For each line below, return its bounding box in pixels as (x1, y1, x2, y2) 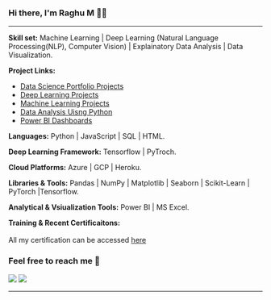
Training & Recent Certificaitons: (8, 218, 121, 228)
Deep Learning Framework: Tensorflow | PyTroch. (8, 147, 177, 156)
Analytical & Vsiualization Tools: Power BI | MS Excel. (8, 202, 190, 212)
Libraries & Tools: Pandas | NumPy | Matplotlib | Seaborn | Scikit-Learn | (8, 178, 250, 188)
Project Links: (8, 66, 56, 76)
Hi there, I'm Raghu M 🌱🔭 (8, 7, 107, 19)
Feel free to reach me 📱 (8, 256, 101, 267)
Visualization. (8, 50, 53, 60)
